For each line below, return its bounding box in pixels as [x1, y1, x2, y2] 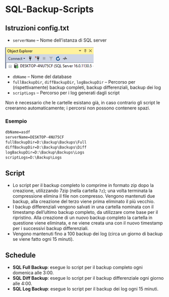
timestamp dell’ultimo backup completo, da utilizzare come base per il [12, 209, 158, 215]
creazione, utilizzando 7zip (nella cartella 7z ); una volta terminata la [12, 188, 153, 194]
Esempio [5, 118, 27, 125]
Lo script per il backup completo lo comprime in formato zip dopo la [12, 182, 154, 189]
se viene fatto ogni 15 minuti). [12, 236, 74, 242]
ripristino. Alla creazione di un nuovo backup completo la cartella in [12, 214, 153, 221]
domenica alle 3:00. [12, 270, 54, 276]
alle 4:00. [12, 280, 32, 286]
